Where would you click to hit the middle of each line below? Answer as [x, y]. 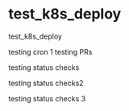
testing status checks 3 [47, 98]
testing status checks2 [46, 83]
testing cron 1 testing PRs [50, 51]
